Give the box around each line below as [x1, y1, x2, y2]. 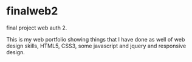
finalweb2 [6, 4, 58, 18]
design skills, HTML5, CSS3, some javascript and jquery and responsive [6, 42, 187, 49]
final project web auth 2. [6, 24, 67, 31]
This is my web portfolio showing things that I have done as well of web [6, 36, 185, 43]
